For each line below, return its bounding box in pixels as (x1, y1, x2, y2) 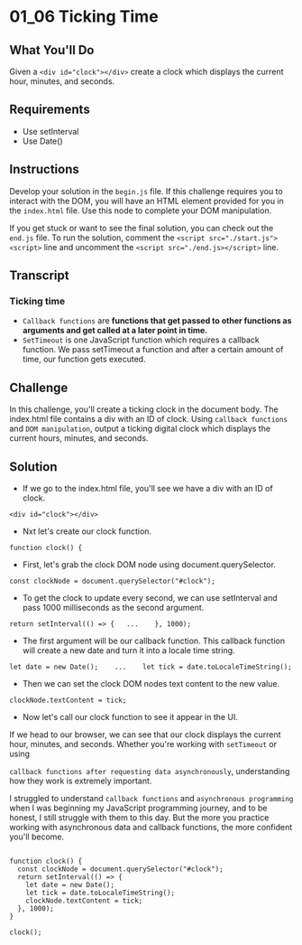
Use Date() (22, 136, 63, 146)
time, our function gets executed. (22, 354, 146, 365)
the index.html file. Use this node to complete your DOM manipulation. (9, 205, 272, 216)
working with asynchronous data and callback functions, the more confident (9, 821, 293, 832)
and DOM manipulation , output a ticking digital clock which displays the (9, 423, 271, 435)
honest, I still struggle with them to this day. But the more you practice (9, 811, 270, 823)
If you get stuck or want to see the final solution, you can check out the (9, 222, 274, 233)
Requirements (9, 102, 90, 117)
